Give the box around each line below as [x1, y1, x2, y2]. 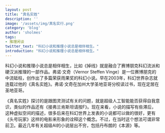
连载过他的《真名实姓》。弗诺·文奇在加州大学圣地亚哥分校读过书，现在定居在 [5, 81, 160, 87]
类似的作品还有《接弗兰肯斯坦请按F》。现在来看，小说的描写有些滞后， [13, 104, 156, 110]
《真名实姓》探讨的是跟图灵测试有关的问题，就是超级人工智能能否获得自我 [5, 98, 156, 103]
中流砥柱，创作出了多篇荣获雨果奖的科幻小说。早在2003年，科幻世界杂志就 [5, 75, 158, 81]
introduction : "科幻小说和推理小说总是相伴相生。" [5, 48, 99, 53]
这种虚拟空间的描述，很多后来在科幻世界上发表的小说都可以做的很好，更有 [5, 110, 156, 116]
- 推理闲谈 [5, 39, 25, 44]
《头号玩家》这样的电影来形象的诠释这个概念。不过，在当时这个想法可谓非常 [5, 116, 160, 122]
